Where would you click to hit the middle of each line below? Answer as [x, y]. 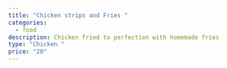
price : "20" [27, 52]
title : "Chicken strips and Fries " [68, 15]
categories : [27, 23]
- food [26, 30]
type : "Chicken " [37, 45]
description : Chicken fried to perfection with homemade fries [114, 37]
